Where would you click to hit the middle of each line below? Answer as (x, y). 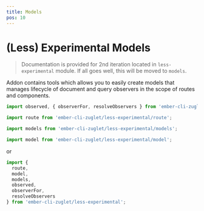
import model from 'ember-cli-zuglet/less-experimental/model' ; (89, 140)
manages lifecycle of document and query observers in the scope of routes (101, 89)
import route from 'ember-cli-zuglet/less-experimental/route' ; (89, 118)
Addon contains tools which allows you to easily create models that (90, 83)
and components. (28, 95)
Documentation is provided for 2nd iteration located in (89, 64)
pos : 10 (16, 18)
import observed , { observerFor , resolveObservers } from (81, 107)
